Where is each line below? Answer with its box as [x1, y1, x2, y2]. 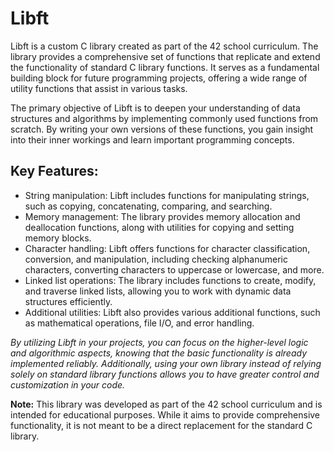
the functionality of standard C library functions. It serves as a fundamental [10, 61, 320, 73]
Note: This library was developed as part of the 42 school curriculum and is [10, 398, 323, 410]
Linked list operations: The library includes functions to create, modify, [24, 274, 317, 286]
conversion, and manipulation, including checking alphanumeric [24, 253, 288, 265]
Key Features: [10, 163, 99, 180]
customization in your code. [10, 378, 126, 391]
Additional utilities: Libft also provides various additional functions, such [24, 306, 321, 318]
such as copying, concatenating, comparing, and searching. [24, 200, 273, 212]
